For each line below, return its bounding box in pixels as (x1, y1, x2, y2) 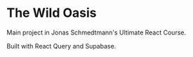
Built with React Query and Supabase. (6, 42, 117, 50)
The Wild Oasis (6, 5, 97, 21)
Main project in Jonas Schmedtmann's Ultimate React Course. (6, 28, 187, 37)
